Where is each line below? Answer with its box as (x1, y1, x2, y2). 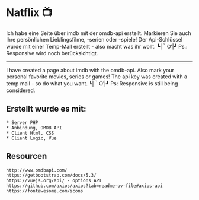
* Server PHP (6, 119, 38, 126)
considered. (6, 87, 36, 94)
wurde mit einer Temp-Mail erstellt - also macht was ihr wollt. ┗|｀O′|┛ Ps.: (6, 43, 188, 50)
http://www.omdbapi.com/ (6, 167, 68, 173)
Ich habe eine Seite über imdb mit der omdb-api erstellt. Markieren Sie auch (6, 29, 191, 37)
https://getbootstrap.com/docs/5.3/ (6, 172, 97, 178)
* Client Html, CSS (6, 130, 54, 136)
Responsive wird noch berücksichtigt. (6, 49, 98, 56)
